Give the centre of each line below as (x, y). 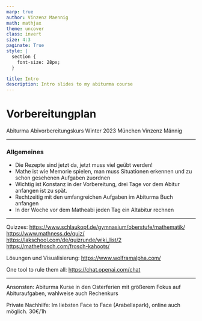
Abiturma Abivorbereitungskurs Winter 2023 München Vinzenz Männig (94, 131)
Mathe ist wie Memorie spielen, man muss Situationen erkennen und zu (103, 172)
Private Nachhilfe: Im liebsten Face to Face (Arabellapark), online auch (93, 305)
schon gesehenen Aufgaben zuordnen (63, 178)
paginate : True (25, 46)
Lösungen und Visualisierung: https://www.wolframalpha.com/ (84, 258)
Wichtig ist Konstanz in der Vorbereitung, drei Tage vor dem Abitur (97, 184)
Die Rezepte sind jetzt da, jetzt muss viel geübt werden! (84, 165)
